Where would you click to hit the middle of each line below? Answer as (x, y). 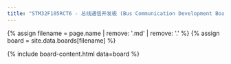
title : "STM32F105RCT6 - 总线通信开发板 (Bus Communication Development (110, 13)
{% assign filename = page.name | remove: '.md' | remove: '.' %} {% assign (113, 33)
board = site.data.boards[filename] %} (62, 40)
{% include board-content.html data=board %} (73, 54)
